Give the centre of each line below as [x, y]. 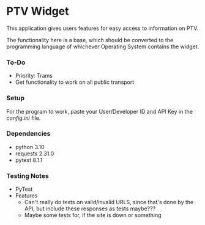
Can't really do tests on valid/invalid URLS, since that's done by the [109, 202]
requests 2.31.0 [35, 153]
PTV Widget [38, 11]
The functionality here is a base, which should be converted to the [90, 40]
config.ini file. [24, 118]
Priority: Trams [34, 76]
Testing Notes [28, 175]
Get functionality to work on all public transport [75, 82]
